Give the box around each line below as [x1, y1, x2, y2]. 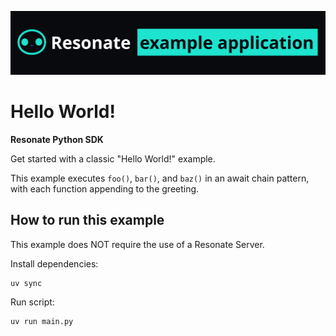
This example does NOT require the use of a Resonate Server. [10, 238, 265, 250]
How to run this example [10, 212, 165, 229]
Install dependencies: [10, 257, 99, 270]
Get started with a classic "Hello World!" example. [10, 152, 216, 165]
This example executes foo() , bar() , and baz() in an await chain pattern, [10, 172, 310, 184]
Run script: [10, 296, 55, 308]
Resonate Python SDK [10, 133, 104, 145]
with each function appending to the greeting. [10, 182, 200, 195]
